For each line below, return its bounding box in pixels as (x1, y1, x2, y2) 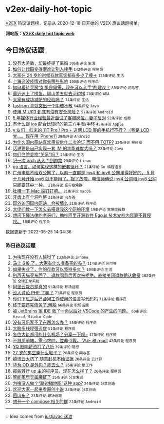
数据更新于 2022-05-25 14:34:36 (5, 229, 72, 234)
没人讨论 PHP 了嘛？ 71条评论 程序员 (12, 290, 82, 296)
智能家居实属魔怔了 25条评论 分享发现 (12, 374, 84, 380)
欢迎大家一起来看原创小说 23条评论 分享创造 (12, 386, 96, 392)
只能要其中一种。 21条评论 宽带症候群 (12, 182, 83, 188)
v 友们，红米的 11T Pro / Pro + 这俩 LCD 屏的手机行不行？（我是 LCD (12, 127, 150, 133)
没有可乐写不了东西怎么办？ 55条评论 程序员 (12, 319, 97, 325)
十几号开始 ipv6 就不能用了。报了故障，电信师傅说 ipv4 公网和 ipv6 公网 (12, 175, 157, 181)
